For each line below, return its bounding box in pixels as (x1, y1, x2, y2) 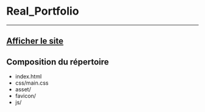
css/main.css (15, 79, 49, 86)
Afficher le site (6, 36, 64, 46)
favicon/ (15, 93, 37, 100)
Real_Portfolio (6, 4, 79, 18)
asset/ (15, 86, 32, 93)
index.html (15, 73, 42, 80)
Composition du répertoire (6, 57, 109, 67)
